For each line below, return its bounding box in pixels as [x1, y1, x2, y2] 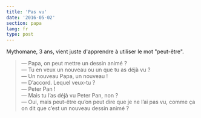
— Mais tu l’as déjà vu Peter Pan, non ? [21, 92, 119, 99]
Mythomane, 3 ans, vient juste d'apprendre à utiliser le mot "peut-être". [6, 48, 185, 55]
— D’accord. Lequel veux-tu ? [21, 79, 96, 87]
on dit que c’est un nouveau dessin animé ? [21, 105, 129, 112]
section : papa [6, 20, 42, 26]
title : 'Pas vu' [6, 8, 47, 15]
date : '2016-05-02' [6, 15, 56, 21]
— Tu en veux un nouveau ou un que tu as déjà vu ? [21, 66, 151, 73]
